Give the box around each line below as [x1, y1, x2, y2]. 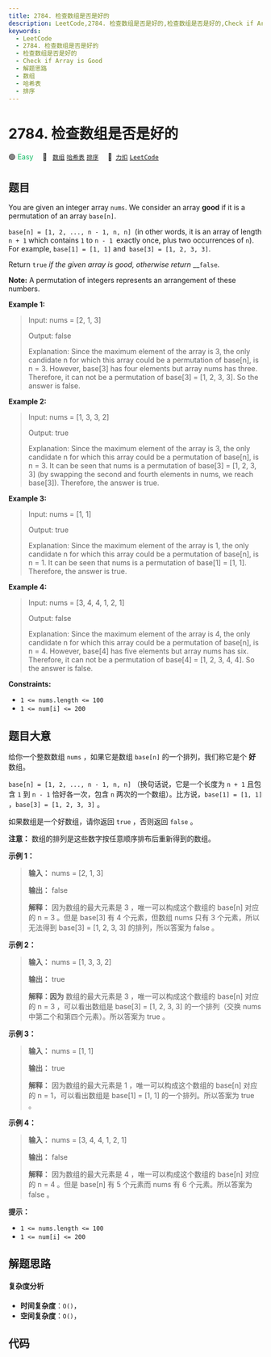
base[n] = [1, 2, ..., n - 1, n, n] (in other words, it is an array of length [8, 227, 262, 237]
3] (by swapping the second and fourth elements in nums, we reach [27, 470, 254, 480]
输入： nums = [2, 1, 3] [27, 868, 104, 877]
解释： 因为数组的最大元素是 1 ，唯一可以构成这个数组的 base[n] [27, 1080, 242, 1090]
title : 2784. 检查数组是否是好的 [8, 11, 110, 20]
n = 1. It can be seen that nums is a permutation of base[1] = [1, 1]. [27, 558, 248, 568]
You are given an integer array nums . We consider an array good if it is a [8, 203, 246, 213]
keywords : [8, 27, 42, 35]
